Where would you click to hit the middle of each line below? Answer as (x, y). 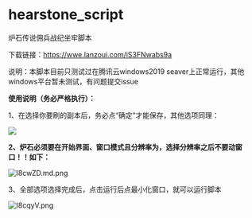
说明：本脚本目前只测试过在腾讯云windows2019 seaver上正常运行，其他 (126, 71)
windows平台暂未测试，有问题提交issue (74, 81)
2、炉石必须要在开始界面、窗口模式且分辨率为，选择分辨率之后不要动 (122, 147)
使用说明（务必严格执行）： (52, 98)
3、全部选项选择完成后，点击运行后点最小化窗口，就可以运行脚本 (115, 189)
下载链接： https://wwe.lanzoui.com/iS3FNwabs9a (90, 54)
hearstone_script (66, 15)
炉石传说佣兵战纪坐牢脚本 (50, 37)
